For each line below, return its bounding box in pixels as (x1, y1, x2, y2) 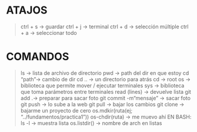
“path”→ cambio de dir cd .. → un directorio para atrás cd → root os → (20, 75, 191, 82)
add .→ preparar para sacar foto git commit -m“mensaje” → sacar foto (20, 94, 191, 101)
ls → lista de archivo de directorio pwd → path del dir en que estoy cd (20, 69, 189, 77)
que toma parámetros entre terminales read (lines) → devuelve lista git (20, 88, 191, 95)
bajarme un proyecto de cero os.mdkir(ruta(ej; (20, 107, 133, 114)
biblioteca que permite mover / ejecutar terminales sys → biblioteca (20, 82, 185, 89)
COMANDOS (6, 50, 69, 64)
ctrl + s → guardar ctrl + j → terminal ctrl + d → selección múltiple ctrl (20, 23, 189, 30)
